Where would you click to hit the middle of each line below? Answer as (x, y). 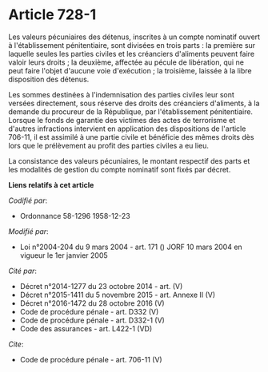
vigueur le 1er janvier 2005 (64, 255)
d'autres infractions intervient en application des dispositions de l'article (127, 129)
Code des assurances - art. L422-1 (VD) (86, 328)
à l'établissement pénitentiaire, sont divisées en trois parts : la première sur (132, 45)
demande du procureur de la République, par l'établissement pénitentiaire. (131, 111)
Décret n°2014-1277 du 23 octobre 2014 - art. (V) (101, 286)
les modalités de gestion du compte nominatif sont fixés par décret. (120, 169)
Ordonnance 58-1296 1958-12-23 (75, 216)
